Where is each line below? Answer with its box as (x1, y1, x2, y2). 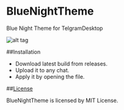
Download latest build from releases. (15, 60, 108, 67)
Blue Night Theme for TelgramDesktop (6, 24, 103, 32)
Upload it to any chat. (15, 66, 70, 74)
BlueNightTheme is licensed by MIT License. (6, 97, 119, 104)
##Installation (6, 48, 41, 56)
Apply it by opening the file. (15, 73, 85, 80)
